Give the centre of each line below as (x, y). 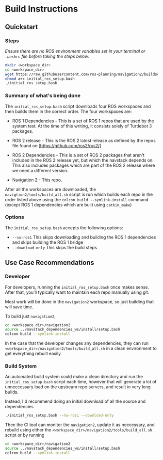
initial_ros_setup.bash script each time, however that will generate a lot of (81, 382)
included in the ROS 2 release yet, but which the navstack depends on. (83, 160)
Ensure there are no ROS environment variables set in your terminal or (75, 51)
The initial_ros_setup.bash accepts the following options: (64, 228)
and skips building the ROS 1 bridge (48, 242)
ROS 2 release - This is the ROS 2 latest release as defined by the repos (84, 140)
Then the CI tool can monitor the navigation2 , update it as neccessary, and (80, 425)
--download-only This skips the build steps (54, 247)
